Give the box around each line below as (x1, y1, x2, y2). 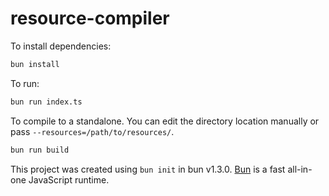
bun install (10, 59, 60, 69)
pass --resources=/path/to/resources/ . (10, 125, 175, 137)
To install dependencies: (10, 40, 112, 52)
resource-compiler (10, 7, 170, 30)
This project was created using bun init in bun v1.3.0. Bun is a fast (10, 163, 286, 175)
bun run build (10, 145, 70, 155)
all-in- (287, 163, 313, 175)
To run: (10, 77, 40, 89)
